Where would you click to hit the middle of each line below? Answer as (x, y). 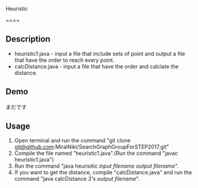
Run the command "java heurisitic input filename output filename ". (96, 166)
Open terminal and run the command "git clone (72, 141)
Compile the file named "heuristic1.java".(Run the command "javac (96, 153)
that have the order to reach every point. (64, 60)
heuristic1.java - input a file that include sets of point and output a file (100, 53)
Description (28, 39)
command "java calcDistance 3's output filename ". (77, 179)
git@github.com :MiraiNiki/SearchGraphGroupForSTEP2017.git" (91, 147)
